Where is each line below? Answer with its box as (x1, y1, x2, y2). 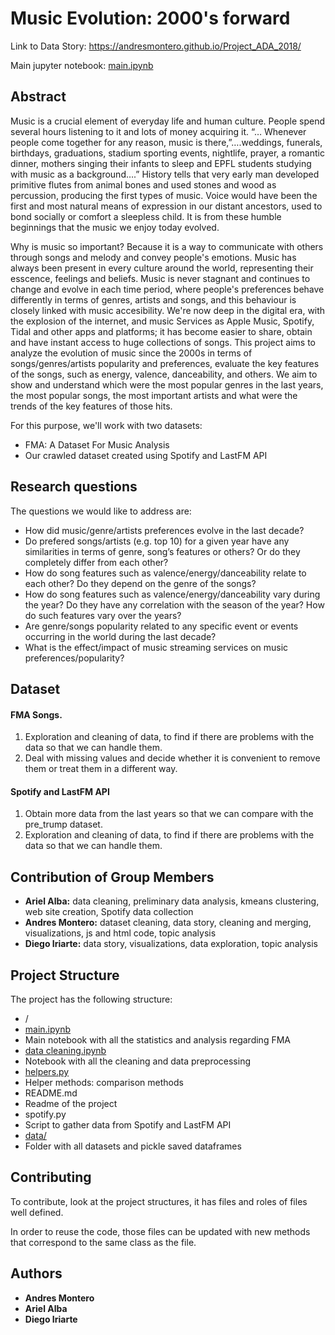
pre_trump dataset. (24, 818, 103, 831)
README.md (24, 1087, 78, 1099)
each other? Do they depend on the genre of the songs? (24, 577, 257, 589)
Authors (10, 1265, 63, 1282)
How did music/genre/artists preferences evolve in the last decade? (24, 524, 305, 536)
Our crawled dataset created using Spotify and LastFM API (24, 449, 268, 461)
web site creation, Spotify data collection (24, 906, 194, 918)
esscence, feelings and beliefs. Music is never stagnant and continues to (10, 272, 311, 284)
